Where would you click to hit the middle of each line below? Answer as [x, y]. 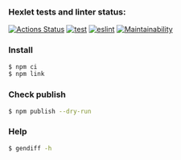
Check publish [37, 94]
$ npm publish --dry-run [50, 111]
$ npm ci [23, 66]
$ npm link [27, 74]
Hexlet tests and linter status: [67, 12]
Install [21, 50]
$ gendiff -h [30, 148]
